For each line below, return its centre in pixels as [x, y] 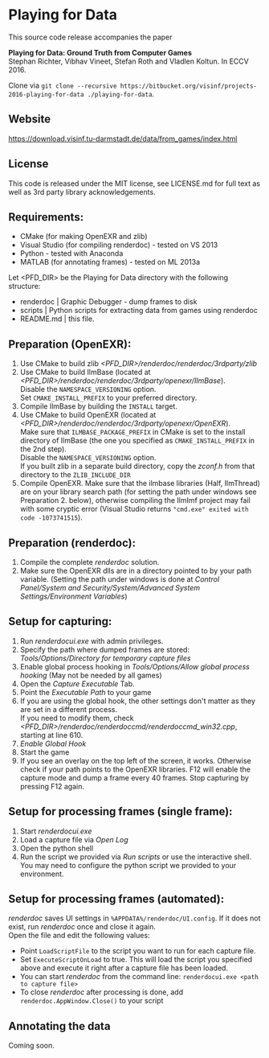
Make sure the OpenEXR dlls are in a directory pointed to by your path [136, 570]
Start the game [45, 752]
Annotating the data [59, 1026]
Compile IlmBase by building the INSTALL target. [99, 406]
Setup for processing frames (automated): [116, 899]
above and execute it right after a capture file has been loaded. [124, 968]
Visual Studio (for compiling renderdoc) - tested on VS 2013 [119, 245]
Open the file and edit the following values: [79, 936]
